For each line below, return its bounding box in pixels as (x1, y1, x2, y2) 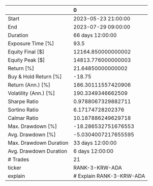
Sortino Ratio (8, 107, 39, 113)
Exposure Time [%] (8, 40, 54, 47)
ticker (8, 164, 22, 171)
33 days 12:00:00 (73, 140, 117, 146)
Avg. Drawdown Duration (8, 148, 68, 154)
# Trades (8, 156, 29, 163)
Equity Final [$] (8, 48, 45, 55)
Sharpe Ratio (8, 98, 39, 105)
